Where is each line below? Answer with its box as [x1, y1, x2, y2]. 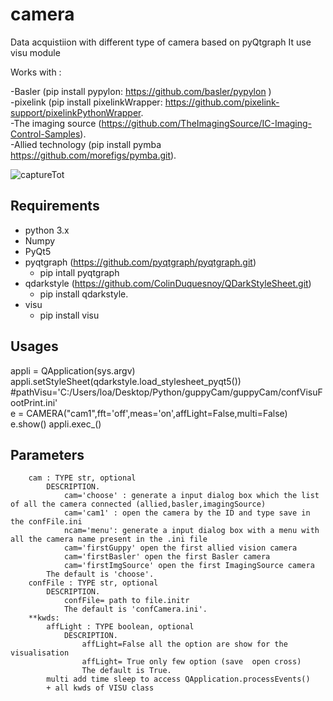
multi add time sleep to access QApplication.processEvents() [46, 674, 311, 685]
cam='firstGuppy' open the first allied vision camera [63, 543, 298, 553]
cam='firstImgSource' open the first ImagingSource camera [63, 561, 315, 571]
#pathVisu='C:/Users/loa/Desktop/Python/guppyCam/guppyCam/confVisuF [10, 386, 323, 398]
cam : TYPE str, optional [28, 473, 137, 483]
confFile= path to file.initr [63, 596, 190, 606]
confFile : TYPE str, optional [28, 578, 159, 588]
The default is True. [81, 666, 172, 676]
